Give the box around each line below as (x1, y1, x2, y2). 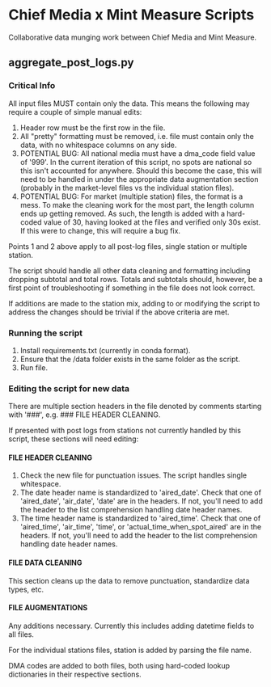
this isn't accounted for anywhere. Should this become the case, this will (19, 166, 262, 175)
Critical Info (8, 80, 56, 91)
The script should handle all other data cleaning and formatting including (8, 265, 251, 276)
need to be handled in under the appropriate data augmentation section (19, 174, 259, 183)
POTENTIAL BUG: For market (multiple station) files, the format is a (19, 192, 243, 201)
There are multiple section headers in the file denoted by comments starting (8, 402, 262, 411)
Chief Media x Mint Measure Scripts (8, 6, 255, 24)
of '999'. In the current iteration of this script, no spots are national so (19, 157, 252, 166)
